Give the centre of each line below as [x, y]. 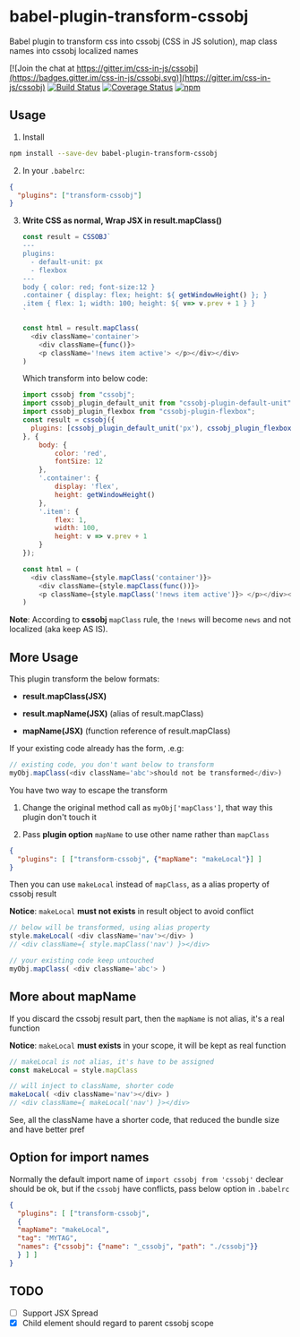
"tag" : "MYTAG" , [47, 1238]
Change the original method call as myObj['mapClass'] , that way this [147, 807]
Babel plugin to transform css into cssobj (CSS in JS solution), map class [143, 41]
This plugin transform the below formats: [84, 679]
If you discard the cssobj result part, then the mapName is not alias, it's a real [147, 1018]
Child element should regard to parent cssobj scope [118, 1323]
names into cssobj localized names [74, 50]
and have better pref [47, 1129]
